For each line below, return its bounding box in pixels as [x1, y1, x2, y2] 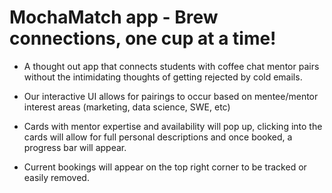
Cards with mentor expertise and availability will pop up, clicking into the [23, 120, 323, 132]
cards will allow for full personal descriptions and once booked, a [23, 131, 293, 143]
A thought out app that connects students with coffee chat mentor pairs [23, 60, 320, 72]
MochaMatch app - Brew [9, 6, 219, 29]
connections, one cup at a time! [9, 27, 277, 50]
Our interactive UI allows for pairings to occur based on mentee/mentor [23, 90, 319, 102]
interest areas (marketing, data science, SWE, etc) [23, 101, 231, 113]
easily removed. [23, 171, 90, 183]
